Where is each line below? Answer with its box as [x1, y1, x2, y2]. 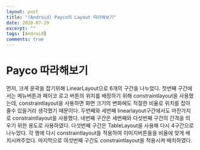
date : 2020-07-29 [6, 20, 50, 26]
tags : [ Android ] [6, 31, 47, 37]
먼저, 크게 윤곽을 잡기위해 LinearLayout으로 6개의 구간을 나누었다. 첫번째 [6, 85, 177, 92]
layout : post [6, 8, 39, 15]
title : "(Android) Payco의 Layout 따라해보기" [6, 14, 116, 20]
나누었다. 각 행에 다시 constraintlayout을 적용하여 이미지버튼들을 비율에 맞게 [6, 129, 184, 136]
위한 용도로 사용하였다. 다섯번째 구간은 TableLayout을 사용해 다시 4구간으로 [17, 121, 194, 129]
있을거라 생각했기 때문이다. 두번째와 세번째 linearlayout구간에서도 [17, 107, 171, 114]
